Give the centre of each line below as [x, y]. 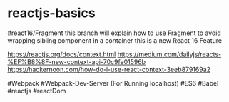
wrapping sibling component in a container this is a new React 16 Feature [115, 40]
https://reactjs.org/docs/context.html [62, 54]
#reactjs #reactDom [37, 91]
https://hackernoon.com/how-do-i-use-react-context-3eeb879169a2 [109, 69]
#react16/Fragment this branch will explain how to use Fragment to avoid [114, 33]
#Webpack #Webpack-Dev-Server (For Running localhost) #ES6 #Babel [113, 83]
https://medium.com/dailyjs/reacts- [169, 54]
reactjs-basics [51, 13]
